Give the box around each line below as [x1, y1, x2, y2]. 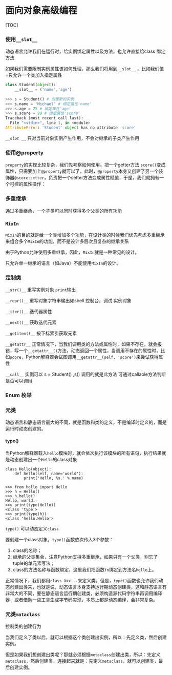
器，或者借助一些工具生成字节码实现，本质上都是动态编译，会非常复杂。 [5, 597, 158, 603]
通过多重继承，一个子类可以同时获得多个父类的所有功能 [5, 208, 122, 214]
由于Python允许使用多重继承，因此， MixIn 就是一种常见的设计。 [5, 249, 140, 255]
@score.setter [14, 175, 45, 181]
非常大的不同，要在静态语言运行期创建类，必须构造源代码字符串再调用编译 [5, 590, 162, 596]
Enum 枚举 [5, 392, 32, 399]
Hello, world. [5, 498, 36, 503]
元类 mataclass [5, 610, 40, 618]
